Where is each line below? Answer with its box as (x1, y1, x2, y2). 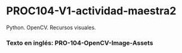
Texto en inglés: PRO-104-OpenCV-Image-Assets (6, 39, 153, 47)
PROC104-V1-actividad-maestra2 (6, 4, 177, 18)
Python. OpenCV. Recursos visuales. (6, 24, 97, 31)
